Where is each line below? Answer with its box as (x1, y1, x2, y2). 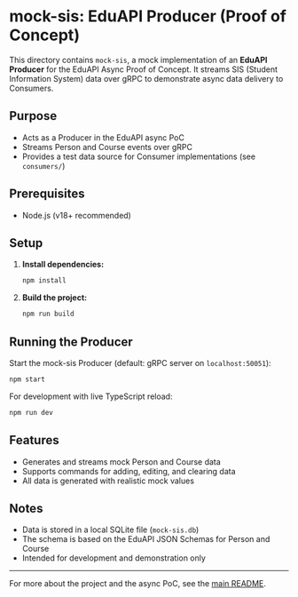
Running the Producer (9, 334, 133, 349)
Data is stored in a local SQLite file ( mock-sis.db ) (21, 524, 200, 535)
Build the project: (21, 292, 87, 303)
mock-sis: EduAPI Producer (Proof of (9, 6, 286, 27)
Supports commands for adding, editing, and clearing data (21, 466, 237, 476)
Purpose (9, 108, 58, 123)
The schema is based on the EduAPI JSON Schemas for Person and (21, 534, 271, 545)
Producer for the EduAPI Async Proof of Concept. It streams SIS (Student (9, 64, 278, 75)
